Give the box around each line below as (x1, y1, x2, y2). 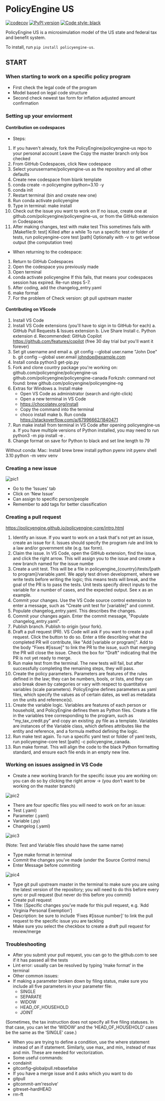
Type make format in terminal (12, 852, 73, 858)
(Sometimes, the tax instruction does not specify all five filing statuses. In (5, 1019, 154, 1025)
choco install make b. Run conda (20, 412, 86, 417)
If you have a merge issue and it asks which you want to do (12, 1070, 133, 1076)
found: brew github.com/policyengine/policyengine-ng (12, 380, 123, 386)
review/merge (12, 928, 41, 934)
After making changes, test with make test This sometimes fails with (12, 223, 151, 230)
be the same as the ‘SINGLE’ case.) (5, 1030, 77, 1035)
